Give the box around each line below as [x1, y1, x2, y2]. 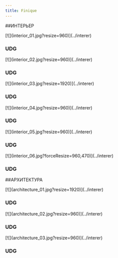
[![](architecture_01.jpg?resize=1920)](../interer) [5, 187, 104, 193]
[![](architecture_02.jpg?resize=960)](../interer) [5, 211, 103, 217]
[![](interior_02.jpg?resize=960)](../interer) [5, 56, 93, 63]
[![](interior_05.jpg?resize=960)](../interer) [5, 129, 92, 135]
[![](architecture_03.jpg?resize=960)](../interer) [5, 235, 103, 241]
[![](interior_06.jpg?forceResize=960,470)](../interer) [5, 153, 114, 159]
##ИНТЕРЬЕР [5, 23, 34, 29]
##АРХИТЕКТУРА [5, 177, 43, 183]
